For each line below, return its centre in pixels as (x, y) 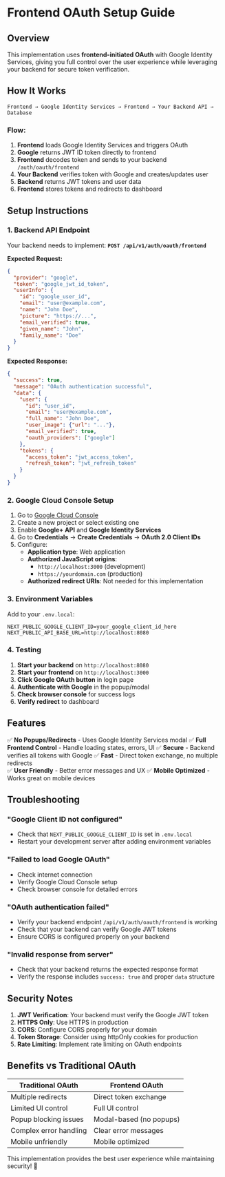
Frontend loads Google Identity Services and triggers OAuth (102, 145)
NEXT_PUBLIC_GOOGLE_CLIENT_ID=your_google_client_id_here (92, 627)
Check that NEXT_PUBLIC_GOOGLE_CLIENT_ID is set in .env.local (105, 834)
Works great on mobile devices (51, 778)
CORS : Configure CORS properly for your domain (87, 1030)
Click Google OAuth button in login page (75, 679)
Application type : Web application (76, 552)
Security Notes (40, 998)
